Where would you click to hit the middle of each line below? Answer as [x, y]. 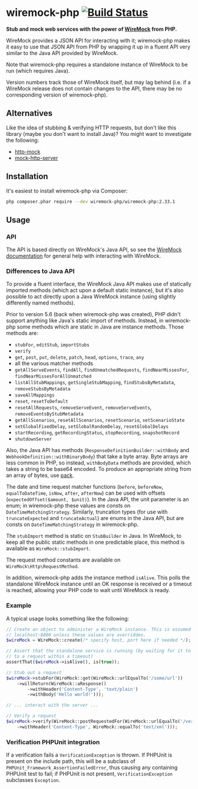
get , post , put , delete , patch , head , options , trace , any [79, 357]
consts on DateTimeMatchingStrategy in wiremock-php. [72, 525]
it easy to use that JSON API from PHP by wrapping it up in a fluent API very [98, 47]
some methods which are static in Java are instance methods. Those [100, 327]
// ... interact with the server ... [52, 705]
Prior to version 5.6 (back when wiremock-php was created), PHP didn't [93, 314]
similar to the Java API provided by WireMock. [62, 53]
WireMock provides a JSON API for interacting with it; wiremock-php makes [98, 40]
